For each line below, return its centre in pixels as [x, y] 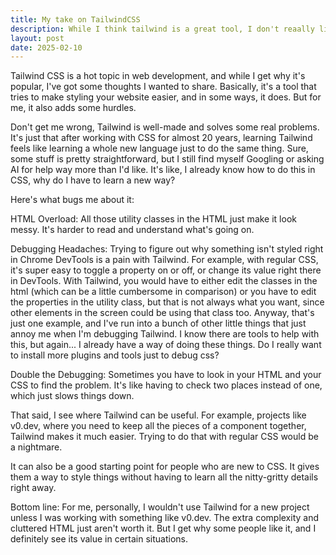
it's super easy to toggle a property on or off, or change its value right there [166, 270]
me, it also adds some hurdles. [73, 108]
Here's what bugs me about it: [72, 200]
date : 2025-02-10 [46, 47]
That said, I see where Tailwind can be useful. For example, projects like [158, 415]
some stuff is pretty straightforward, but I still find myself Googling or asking [167, 159]
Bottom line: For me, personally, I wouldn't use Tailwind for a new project [160, 507]
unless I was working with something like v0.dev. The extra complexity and [165, 518]
